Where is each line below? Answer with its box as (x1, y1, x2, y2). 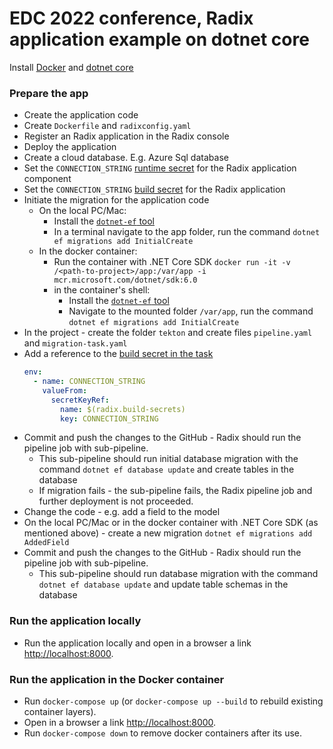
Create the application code (23, 109, 139, 121)
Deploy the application (23, 141, 117, 153)
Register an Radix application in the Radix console (23, 130, 230, 142)
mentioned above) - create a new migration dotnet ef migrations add (23, 527, 313, 539)
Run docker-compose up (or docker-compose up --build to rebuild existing (23, 695, 324, 707)
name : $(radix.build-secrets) (60, 404, 186, 414)
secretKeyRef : (50, 395, 110, 405)
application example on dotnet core (9, 28, 310, 51)
